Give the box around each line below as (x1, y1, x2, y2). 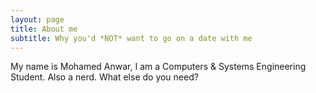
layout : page (10, 14, 65, 25)
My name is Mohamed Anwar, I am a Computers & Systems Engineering (10, 61, 307, 73)
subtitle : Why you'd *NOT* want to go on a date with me (10, 33, 253, 43)
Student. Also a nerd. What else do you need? (10, 71, 199, 83)
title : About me (10, 24, 78, 34)
